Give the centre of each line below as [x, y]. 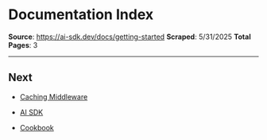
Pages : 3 [23, 45]
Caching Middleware [54, 96]
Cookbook [37, 127]
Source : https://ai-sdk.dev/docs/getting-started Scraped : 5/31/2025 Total [130, 37]
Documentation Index [81, 15]
